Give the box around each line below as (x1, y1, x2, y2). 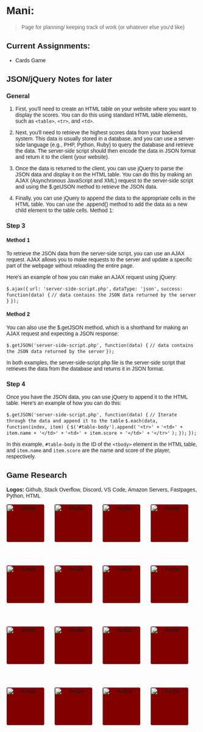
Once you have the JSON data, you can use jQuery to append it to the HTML (6, 394, 188, 400)
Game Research (6, 470, 67, 480)
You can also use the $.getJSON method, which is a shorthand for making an (6, 324, 188, 331)
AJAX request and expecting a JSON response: (6, 330, 119, 337)
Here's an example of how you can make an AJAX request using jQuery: (6, 274, 177, 280)
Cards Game (15, 57, 46, 63)
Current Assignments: (6, 41, 90, 51)
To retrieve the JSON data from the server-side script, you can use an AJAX (6, 250, 185, 257)
